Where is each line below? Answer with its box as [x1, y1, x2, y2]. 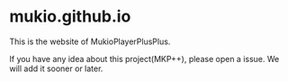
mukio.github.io [9, 6, 131, 27]
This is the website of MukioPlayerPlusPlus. [9, 36, 171, 47]
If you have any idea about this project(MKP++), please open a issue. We [9, 53, 280, 64]
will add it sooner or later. [9, 63, 103, 74]
